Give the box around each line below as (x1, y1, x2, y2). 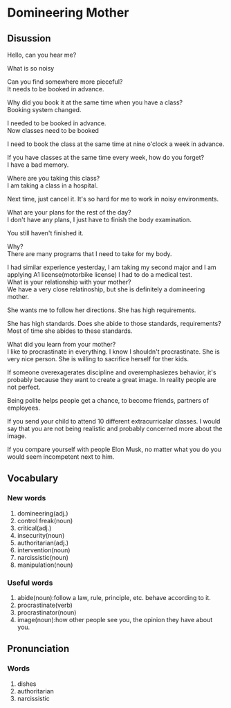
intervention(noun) (17, 545, 71, 554)
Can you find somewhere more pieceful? (7, 78, 123, 86)
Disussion (7, 33, 51, 44)
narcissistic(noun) (17, 553, 69, 561)
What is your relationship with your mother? (7, 278, 131, 286)
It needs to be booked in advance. (7, 85, 105, 93)
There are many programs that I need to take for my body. (7, 250, 172, 257)
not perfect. (7, 383, 41, 391)
